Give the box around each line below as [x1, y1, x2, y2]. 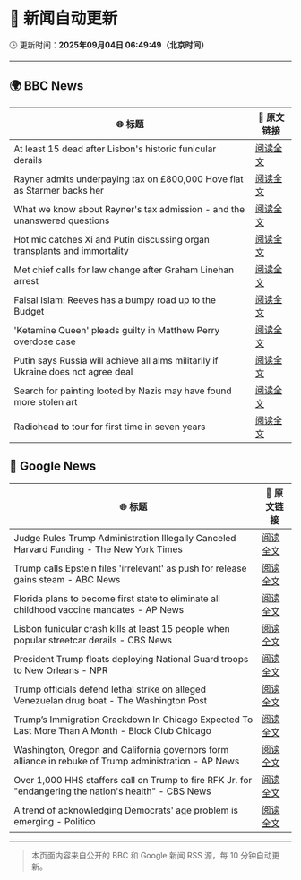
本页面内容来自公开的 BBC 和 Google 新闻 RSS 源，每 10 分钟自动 [30, 850, 272, 860]
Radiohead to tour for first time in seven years [13, 420, 206, 433]
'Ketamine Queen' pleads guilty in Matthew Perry [13, 324, 220, 336]
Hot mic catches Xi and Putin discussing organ [13, 233, 211, 246]
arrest [13, 274, 39, 287]
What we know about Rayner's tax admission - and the [13, 203, 245, 215]
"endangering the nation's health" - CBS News [13, 785, 211, 798]
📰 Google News [9, 459, 97, 474]
